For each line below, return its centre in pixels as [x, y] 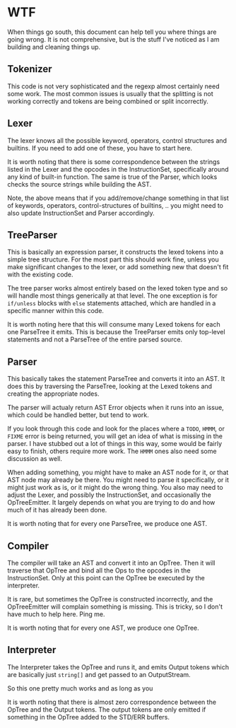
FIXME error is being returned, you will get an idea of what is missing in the [115, 436]
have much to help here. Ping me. [56, 614]
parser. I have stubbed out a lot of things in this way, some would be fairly [115, 444]
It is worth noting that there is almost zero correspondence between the [112, 702]
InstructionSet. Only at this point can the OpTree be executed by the [106, 578]
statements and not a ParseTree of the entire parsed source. [95, 339]
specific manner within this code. [56, 311]
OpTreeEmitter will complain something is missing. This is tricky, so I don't [115, 606]
